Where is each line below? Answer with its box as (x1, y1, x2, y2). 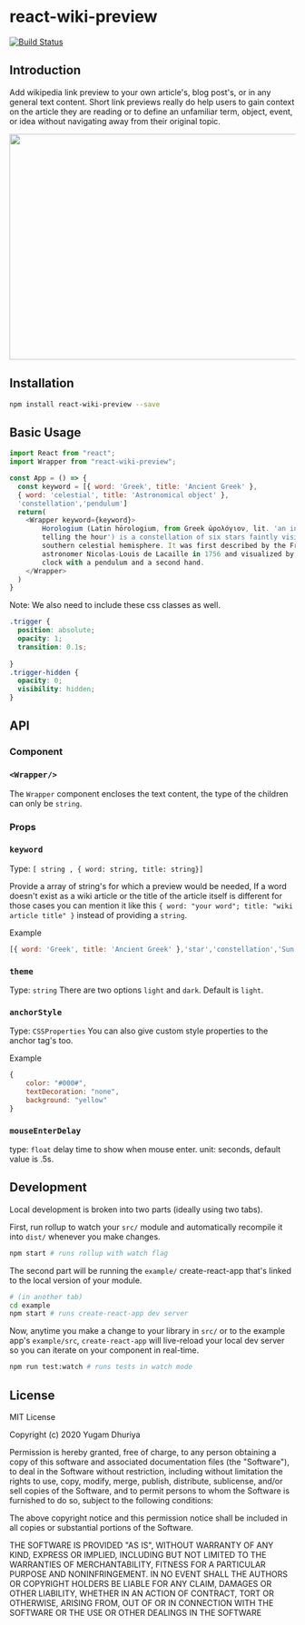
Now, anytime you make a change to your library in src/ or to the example (9, 1326, 286, 1336)
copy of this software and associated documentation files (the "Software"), (9, 1456, 290, 1467)
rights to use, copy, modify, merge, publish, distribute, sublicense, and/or (9, 1475, 283, 1486)
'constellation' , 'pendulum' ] (17, 499, 128, 508)
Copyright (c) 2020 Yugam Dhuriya (9, 1429, 141, 1440)
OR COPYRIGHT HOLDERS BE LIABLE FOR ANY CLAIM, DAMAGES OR (9, 1578, 272, 1589)
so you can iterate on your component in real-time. (9, 1345, 200, 1356)
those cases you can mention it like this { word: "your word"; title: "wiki (9, 900, 293, 911)
